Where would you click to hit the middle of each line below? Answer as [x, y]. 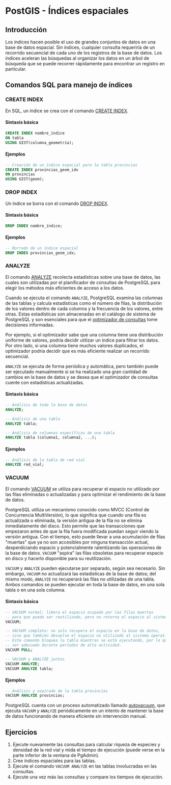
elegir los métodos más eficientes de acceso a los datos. [65, 287]
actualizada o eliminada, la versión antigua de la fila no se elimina [74, 520]
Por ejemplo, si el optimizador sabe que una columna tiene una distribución [84, 334]
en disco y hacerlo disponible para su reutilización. [59, 558]
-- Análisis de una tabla [33, 419]
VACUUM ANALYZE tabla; [29, 669]
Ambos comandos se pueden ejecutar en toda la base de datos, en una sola [85, 584]
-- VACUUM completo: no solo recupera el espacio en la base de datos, [83, 631]
